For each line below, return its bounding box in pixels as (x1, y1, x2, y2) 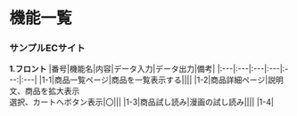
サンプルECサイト (9, 42, 87, 54)
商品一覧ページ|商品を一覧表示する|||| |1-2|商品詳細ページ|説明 (54, 74, 284, 85)
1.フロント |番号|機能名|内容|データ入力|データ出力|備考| (9, 64, 216, 74)
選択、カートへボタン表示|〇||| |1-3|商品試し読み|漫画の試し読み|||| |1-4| (9, 97, 275, 107)
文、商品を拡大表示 (9, 86, 80, 97)
